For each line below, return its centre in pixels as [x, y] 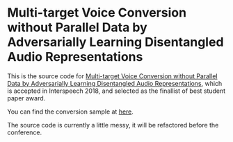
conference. [25, 132]
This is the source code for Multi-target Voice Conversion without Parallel [112, 76]
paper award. [26, 98]
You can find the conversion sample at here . [71, 112]
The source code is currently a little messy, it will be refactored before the [113, 125]
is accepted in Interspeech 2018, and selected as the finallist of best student [116, 91]
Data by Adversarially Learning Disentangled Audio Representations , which [115, 83]
